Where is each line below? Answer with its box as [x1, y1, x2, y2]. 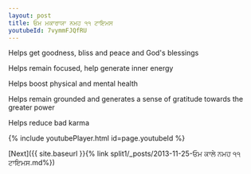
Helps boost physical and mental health [8, 79, 138, 88]
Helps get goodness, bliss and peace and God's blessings [8, 48, 199, 58]
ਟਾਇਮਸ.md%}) [8, 158, 56, 168]
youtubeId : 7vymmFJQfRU [8, 26, 88, 34]
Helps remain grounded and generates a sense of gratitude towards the [8, 95, 244, 104]
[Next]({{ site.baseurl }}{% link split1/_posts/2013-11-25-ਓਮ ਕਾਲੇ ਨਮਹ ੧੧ [8, 149, 241, 159]
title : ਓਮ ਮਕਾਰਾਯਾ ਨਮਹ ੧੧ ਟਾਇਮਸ [8, 19, 113, 27]
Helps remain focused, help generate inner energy [8, 64, 174, 73]
